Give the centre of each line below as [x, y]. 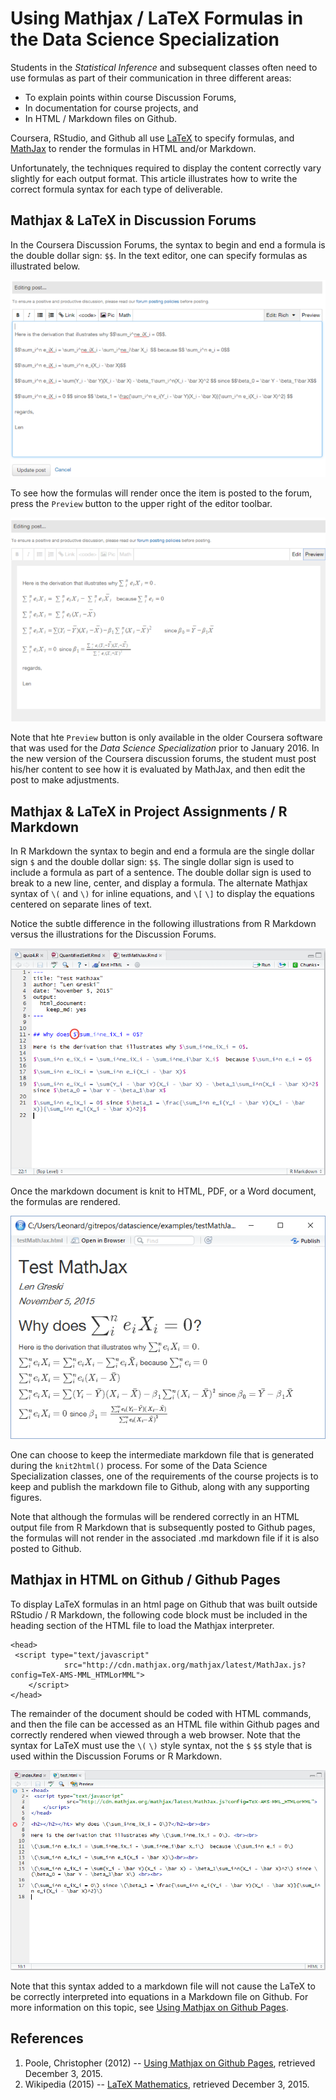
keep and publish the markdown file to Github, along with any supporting [160, 1486]
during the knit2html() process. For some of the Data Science [139, 1465]
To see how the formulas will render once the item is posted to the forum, [161, 493]
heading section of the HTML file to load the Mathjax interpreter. [142, 1625]
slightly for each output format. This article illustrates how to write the [154, 178]
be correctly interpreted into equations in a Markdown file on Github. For [159, 1996]
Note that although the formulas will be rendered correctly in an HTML [155, 1516]
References [47, 2038]
